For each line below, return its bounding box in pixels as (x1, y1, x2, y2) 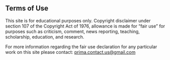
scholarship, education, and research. (5, 34, 85, 40)
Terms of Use (5, 4, 49, 13)
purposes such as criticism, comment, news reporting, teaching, (5, 28, 140, 35)
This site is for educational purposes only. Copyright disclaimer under (5, 17, 151, 23)
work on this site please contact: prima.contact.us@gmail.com (5, 49, 136, 55)
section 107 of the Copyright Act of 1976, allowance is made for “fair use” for (5, 23, 165, 29)
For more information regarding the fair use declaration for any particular (5, 43, 157, 50)
